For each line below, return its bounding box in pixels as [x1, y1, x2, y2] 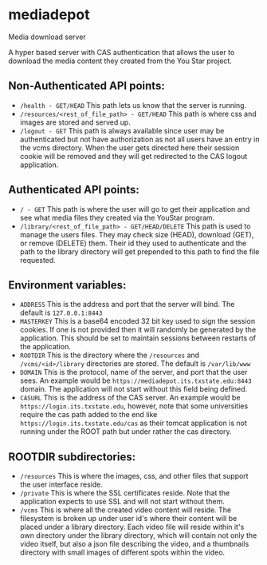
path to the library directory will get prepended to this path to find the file [19, 246, 260, 257]
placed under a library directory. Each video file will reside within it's [19, 522, 245, 532]
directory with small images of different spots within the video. [19, 547, 226, 557]
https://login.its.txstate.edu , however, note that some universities [19, 401, 249, 411]
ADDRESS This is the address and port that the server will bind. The [19, 300, 235, 309]
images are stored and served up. [19, 117, 132, 127]
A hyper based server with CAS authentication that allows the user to [8, 47, 235, 57]
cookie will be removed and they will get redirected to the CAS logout [19, 151, 248, 161]
